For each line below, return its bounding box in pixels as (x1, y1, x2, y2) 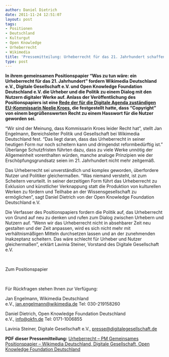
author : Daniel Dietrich (5, 7, 57, 13)
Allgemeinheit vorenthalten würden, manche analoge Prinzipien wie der (5, 152, 153, 158)
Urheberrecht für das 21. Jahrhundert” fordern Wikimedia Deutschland (5, 78, 157, 84)
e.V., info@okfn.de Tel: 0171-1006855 (5, 316, 82, 322)
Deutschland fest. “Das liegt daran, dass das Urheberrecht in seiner (5, 136, 145, 142)
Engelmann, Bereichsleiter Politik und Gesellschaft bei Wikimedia (5, 131, 140, 137)
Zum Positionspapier (5, 266, 48, 272)
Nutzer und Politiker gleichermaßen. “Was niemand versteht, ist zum (5, 172, 147, 179)
